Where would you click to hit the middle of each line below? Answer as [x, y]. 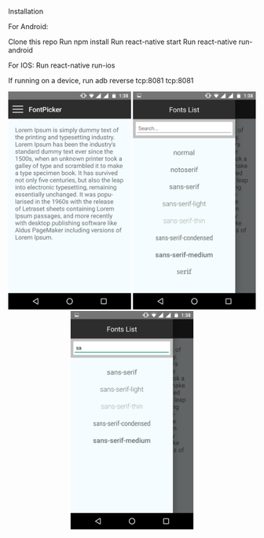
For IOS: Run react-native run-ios [62, 65]
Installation [26, 11]
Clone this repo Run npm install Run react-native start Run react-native [123, 42]
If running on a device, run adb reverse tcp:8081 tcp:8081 [101, 81]
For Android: [28, 26]
